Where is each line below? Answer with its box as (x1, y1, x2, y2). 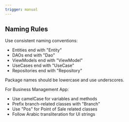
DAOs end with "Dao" (12, 52, 55, 58)
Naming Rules (5, 25, 48, 33)
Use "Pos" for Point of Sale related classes (12, 106, 98, 112)
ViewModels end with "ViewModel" (12, 58, 83, 63)
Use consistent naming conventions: (5, 38, 78, 44)
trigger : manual (5, 7, 38, 12)
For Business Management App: (5, 87, 69, 92)
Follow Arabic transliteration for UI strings (12, 111, 96, 117)
